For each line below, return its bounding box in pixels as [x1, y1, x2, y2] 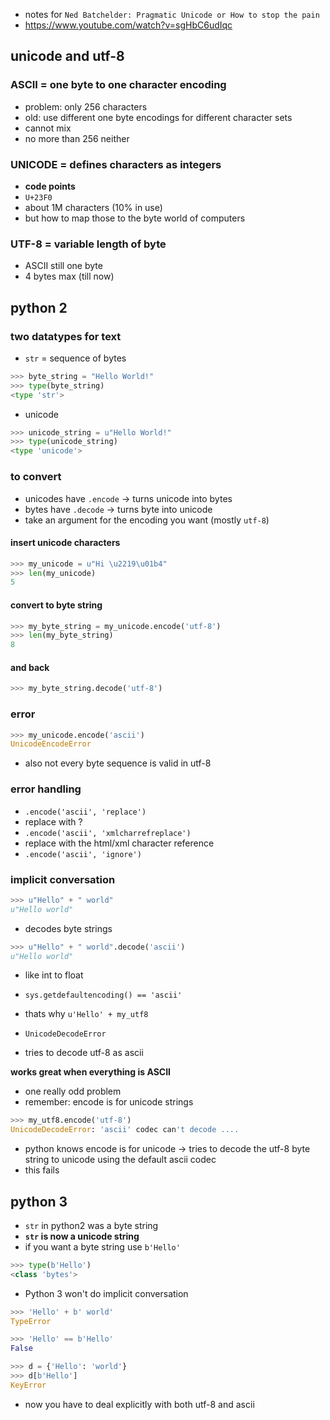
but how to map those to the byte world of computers [24, 212, 246, 224]
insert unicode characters [10, 537, 121, 549]
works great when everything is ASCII [10, 1066, 172, 1078]
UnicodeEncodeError [10, 739, 92, 749]
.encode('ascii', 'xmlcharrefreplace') [24, 828, 192, 838]
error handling [10, 782, 82, 796]
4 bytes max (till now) [24, 270, 115, 283]
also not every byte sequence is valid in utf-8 [24, 757, 212, 769]
